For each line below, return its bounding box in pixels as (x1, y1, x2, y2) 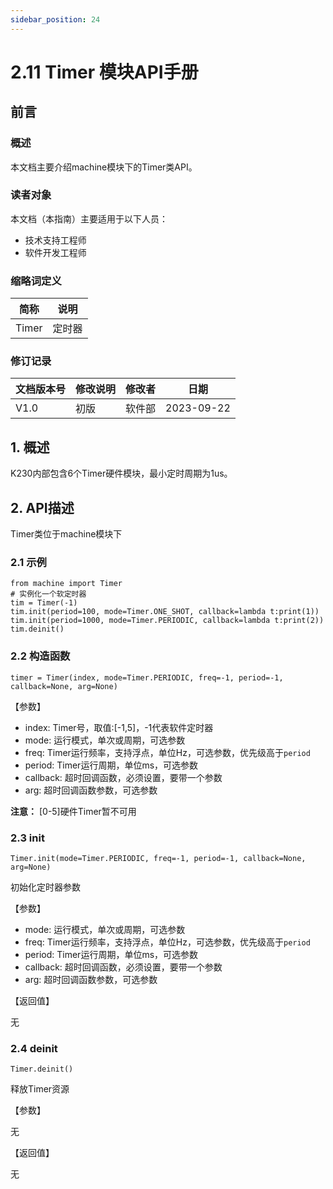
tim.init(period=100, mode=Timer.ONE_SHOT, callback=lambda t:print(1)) (10, 607, 320, 617)
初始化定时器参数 (10, 881, 81, 893)
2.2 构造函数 (10, 649, 71, 663)
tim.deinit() (10, 624, 65, 635)
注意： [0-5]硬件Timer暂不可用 (10, 805, 137, 817)
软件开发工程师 (24, 246, 87, 258)
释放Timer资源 (10, 1083, 70, 1095)
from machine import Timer (10, 579, 123, 589)
